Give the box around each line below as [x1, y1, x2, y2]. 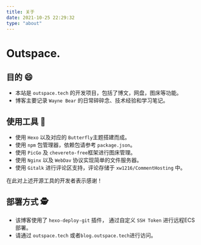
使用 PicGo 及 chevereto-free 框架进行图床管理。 [15, 149, 136, 156]
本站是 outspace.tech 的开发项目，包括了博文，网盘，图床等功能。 [15, 89, 182, 97]
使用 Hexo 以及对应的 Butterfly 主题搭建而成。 [15, 134, 130, 141]
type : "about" [6, 20, 43, 26]
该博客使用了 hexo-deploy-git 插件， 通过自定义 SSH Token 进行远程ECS [15, 216, 195, 224]
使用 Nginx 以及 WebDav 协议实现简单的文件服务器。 [15, 156, 143, 164]
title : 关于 [6, 9, 35, 15]
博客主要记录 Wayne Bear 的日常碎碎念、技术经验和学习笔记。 [15, 97, 169, 104]
